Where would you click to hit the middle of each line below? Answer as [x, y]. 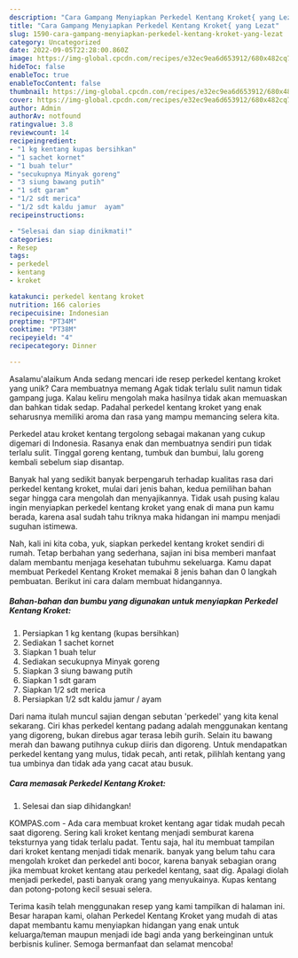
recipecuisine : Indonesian [59, 313]
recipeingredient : [43, 141]
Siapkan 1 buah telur [59, 651]
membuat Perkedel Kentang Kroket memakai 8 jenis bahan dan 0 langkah [143, 572]
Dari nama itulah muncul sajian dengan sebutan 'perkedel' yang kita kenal [144, 716]
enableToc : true [39, 75]
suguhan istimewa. [43, 526]
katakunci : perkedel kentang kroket [77, 296]
